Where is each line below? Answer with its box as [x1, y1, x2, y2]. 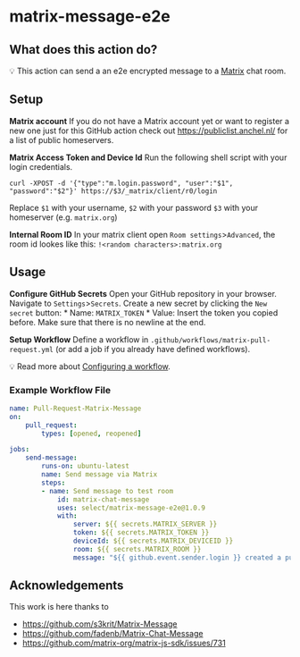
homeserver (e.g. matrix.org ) [9, 212, 118, 223]
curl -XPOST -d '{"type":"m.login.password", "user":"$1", [9, 179, 234, 188]
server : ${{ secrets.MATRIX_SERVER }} [72, 520, 218, 529]
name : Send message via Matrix [41, 470, 158, 479]
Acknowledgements [9, 578, 124, 594]
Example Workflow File [9, 383, 112, 396]
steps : [41, 478, 66, 487]
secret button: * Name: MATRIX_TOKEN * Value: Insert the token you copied [9, 307, 279, 318]
